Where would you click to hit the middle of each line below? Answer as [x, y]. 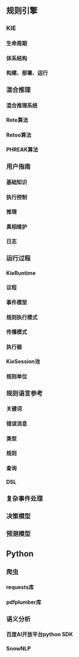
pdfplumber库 [24, 602]
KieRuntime [21, 273]
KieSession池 [23, 362]
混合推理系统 [22, 105]
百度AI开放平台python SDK [39, 634]
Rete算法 [17, 120]
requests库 [20, 587]
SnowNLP [18, 648]
